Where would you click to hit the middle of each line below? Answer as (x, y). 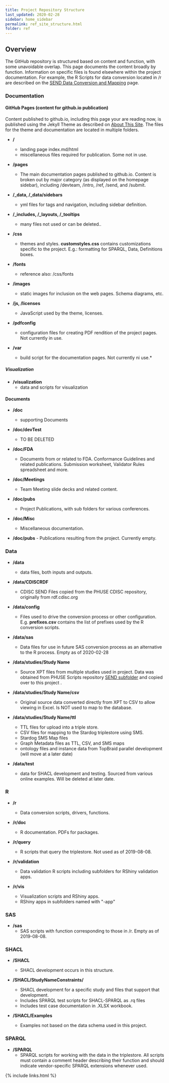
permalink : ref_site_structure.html (44, 24)
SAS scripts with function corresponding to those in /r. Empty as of (90, 931)
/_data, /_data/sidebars (37, 195)
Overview (21, 49)
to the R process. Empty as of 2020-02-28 (64, 652)
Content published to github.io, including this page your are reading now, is (83, 119)
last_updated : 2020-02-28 (32, 15)
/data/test (23, 763)
